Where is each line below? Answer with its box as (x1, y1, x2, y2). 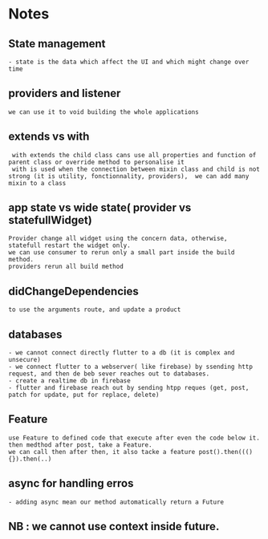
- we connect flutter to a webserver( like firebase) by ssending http (8, 363, 253, 371)
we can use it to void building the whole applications (8, 107, 199, 116)
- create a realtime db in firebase (8, 377, 131, 385)
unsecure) (8, 356, 42, 364)
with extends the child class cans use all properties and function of (11, 151, 257, 159)
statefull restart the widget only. (8, 241, 131, 249)
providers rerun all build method (8, 262, 124, 271)
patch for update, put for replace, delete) (8, 391, 160, 399)
